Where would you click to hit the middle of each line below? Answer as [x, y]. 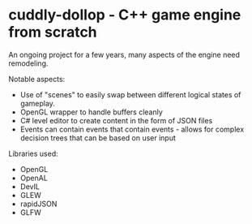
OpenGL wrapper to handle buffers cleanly [92, 112]
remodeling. [28, 63]
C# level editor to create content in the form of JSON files [116, 120]
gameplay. [37, 103]
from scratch [53, 32]
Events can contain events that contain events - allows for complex [132, 129]
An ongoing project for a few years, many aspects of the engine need [124, 54]
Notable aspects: [37, 79]
